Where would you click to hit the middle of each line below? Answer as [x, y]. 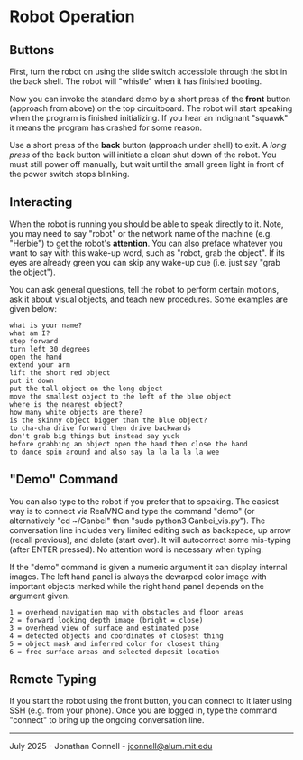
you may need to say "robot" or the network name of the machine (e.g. [141, 233]
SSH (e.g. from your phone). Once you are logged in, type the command [143, 710]
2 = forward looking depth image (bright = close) [106, 620]
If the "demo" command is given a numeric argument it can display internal [148, 567]
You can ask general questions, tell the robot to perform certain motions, [144, 289]
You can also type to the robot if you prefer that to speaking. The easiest [144, 501]
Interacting [41, 202]
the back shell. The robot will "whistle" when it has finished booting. [136, 81]
